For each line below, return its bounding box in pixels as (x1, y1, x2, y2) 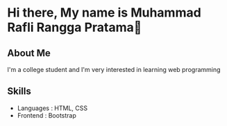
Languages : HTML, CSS (17, 104, 88, 112)
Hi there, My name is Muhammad (7, 5, 201, 21)
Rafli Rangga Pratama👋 (7, 19, 142, 35)
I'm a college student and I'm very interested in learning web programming (7, 66, 221, 73)
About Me (7, 47, 51, 59)
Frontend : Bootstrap (17, 111, 76, 119)
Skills (7, 85, 31, 98)
